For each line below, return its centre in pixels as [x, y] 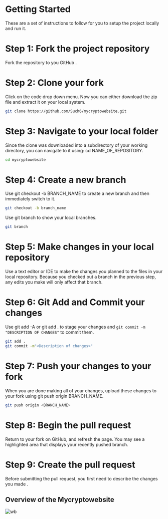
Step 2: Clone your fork [54, 83]
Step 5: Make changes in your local [80, 247]
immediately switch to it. [30, 199]
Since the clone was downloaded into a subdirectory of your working [76, 145]
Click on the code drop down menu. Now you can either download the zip [81, 97]
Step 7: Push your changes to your [78, 366]
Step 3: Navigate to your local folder [82, 131]
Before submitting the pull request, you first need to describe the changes [81, 478]
